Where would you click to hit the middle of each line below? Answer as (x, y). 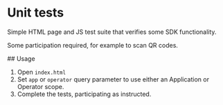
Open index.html (42, 72)
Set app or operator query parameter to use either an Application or (113, 79)
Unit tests (36, 13)
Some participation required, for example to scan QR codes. (93, 45)
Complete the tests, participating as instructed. (84, 94)
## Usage (21, 58)
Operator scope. (41, 86)
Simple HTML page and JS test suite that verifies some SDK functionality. (112, 32)
